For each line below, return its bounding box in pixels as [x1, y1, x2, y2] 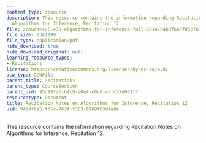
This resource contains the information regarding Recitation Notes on [6, 123, 181, 130]
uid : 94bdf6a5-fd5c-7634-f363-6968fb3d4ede [6, 106, 120, 112]
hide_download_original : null [6, 49, 84, 55]
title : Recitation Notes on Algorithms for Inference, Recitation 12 [6, 100, 188, 106]
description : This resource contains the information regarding [6, 15, 174, 21]
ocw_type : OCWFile [6, 72, 53, 78]
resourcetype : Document [6, 95, 67, 101]
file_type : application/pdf [6, 37, 78, 44]
